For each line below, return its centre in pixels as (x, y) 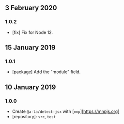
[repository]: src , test (34, 117)
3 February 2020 (31, 8)
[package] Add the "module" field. (46, 72)
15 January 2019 (30, 48)
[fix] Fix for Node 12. (32, 32)
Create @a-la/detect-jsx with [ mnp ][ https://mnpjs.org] (66, 111)
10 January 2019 (31, 87)
